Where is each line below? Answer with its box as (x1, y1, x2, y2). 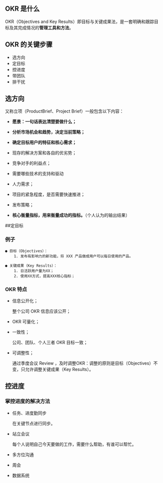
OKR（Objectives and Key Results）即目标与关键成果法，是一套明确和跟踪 (5, 19, 155, 24)
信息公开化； (12, 298, 38, 304)
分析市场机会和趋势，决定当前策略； (12, 129, 85, 135)
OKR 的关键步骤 (5, 41, 53, 49)
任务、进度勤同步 (12, 410, 47, 416)
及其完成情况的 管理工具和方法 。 (9, 24, 74, 30)
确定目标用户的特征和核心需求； (12, 139, 77, 145)
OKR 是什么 (5, 4, 40, 13)
